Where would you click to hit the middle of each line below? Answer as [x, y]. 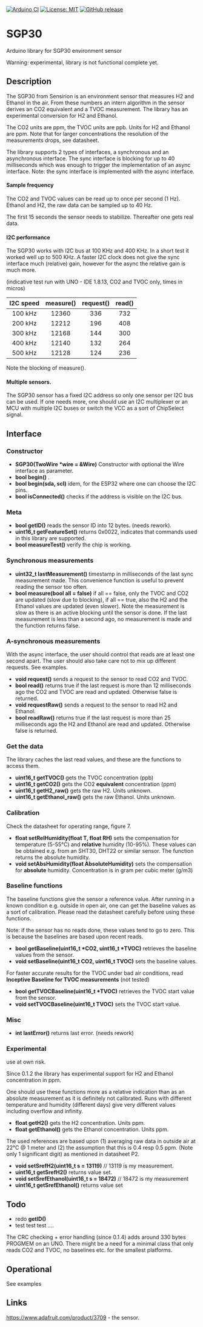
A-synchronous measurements [53, 641]
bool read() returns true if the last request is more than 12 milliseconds [103, 685]
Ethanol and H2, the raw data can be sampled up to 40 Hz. [79, 205]
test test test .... [35, 1226]
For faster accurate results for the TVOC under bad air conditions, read [95, 973]
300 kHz [25, 333]
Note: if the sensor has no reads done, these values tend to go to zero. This [101, 930]
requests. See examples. [37, 667]
